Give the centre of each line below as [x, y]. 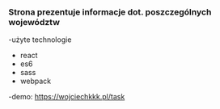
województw [34, 22]
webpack [35, 81]
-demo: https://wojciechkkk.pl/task [67, 97]
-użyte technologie [40, 40]
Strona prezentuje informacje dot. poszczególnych [110, 12]
